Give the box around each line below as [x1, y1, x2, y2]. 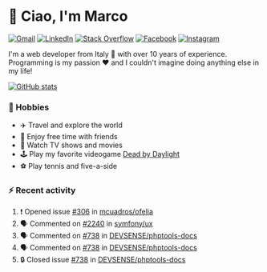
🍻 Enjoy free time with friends [19, 132, 118, 142]
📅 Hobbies [8, 102, 50, 113]
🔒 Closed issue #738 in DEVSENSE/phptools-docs [19, 254, 186, 264]
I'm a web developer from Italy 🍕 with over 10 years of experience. [8, 49, 228, 58]
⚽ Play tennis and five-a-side [19, 162, 118, 171]
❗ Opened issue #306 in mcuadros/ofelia [19, 206, 154, 216]
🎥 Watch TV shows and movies [19, 140, 123, 150]
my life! [8, 66, 33, 75]
